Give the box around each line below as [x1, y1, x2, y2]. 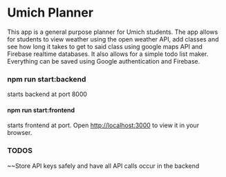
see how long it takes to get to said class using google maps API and [7, 42, 203, 50]
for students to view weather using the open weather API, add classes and [7, 35, 219, 43]
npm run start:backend [7, 74, 86, 84]
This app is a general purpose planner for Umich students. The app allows [7, 28, 218, 36]
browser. [7, 129, 32, 137]
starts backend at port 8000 [7, 90, 88, 98]
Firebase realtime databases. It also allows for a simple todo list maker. [7, 50, 209, 58]
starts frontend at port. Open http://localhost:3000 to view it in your [7, 121, 199, 129]
